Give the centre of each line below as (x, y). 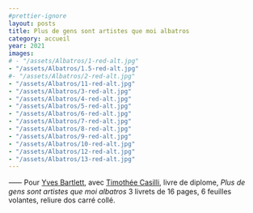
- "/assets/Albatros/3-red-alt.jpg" (70, 91)
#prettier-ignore (38, 16)
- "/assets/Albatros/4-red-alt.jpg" (70, 99)
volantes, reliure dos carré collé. (62, 200)
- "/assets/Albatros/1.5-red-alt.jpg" (74, 69)
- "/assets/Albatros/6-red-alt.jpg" (70, 114)
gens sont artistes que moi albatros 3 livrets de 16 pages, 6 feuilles (120, 192)
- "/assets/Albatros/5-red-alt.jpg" (70, 106)
